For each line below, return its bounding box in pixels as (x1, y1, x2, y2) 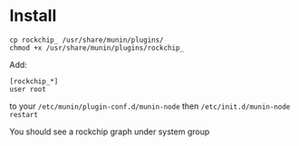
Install (9, 5, 57, 26)
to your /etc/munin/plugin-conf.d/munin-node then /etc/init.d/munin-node (9, 101, 291, 112)
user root (9, 84, 47, 93)
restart (9, 110, 39, 119)
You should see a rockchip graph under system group (9, 126, 210, 137)
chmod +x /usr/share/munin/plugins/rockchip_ (9, 43, 184, 53)
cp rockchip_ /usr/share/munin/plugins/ (9, 35, 165, 44)
